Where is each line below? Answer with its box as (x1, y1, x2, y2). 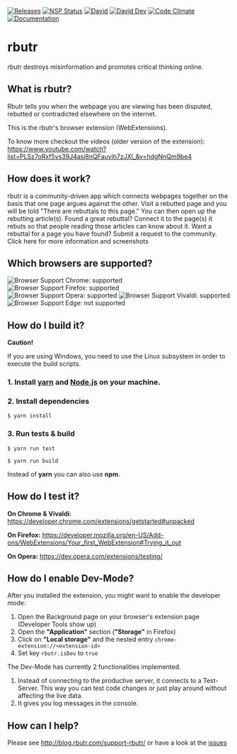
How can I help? (7, 719, 79, 731)
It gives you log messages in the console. (17, 699, 139, 708)
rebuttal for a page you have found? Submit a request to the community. (7, 229, 217, 238)
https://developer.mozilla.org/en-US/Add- (42, 530, 164, 539)
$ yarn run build (7, 457, 59, 464)
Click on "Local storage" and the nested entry (17, 635, 154, 644)
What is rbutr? (7, 83, 72, 95)
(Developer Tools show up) (17, 620, 97, 628)
